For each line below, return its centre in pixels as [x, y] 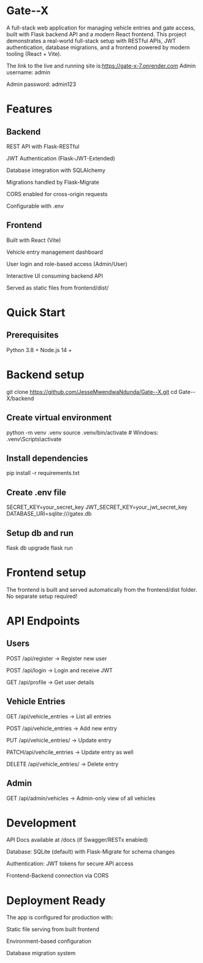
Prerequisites [33, 335]
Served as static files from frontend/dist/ [58, 288]
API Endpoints [43, 621]
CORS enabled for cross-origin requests [57, 194]
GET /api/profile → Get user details [50, 682]
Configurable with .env [35, 206]
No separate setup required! [42, 596]
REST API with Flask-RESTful [43, 146]
